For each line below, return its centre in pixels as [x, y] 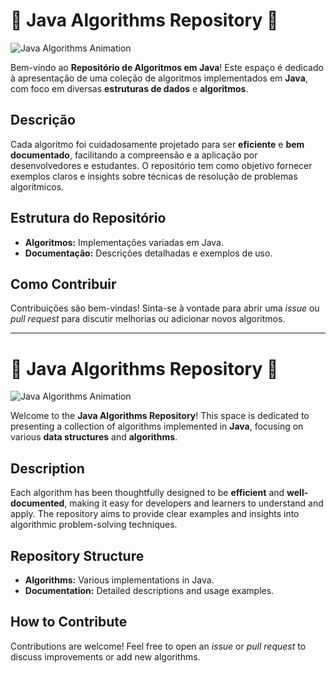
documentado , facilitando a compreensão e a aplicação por [134, 155]
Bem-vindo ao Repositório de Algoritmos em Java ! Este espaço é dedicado [167, 67]
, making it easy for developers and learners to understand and [194, 503]
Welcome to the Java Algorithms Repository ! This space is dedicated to [160, 416]
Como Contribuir [63, 284]
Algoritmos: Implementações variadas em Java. [124, 242]
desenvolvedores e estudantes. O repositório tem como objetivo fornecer [161, 165]
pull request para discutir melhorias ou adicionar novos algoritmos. [148, 319]
